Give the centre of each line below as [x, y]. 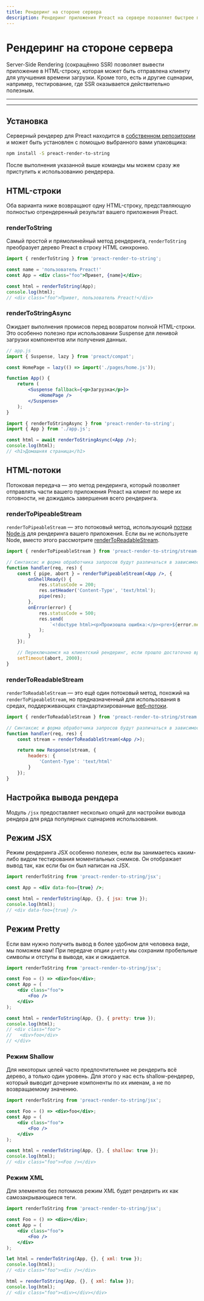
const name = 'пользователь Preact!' [54, 270]
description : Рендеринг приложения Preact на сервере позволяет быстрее [100, 18]
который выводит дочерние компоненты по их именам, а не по [89, 1083]
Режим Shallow [30, 1057]
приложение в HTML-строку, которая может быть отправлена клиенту [98, 71]
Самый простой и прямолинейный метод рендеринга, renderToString [97, 241]
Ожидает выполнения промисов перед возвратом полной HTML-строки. [101, 326]
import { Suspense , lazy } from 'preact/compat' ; [70, 356]
